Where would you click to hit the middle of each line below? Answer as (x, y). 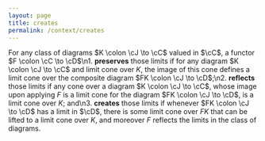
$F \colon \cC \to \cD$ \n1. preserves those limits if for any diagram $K (124, 61)
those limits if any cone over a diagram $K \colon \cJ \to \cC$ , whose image (132, 86)
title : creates (33, 23)
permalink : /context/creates (56, 30)
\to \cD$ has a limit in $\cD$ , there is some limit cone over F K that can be (128, 112)
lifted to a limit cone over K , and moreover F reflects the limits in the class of (132, 120)
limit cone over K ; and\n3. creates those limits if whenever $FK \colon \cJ (129, 103)
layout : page (30, 15)
